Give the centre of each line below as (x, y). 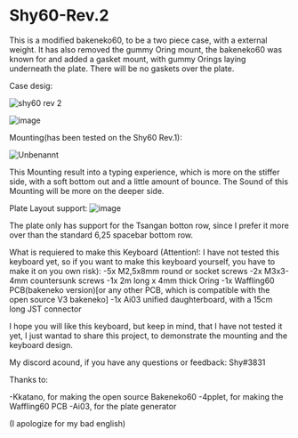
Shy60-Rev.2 (59, 16)
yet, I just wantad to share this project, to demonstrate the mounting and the (148, 336)
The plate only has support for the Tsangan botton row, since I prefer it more (149, 225)
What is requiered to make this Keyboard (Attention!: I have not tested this (145, 252)
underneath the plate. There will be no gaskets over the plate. (122, 69)
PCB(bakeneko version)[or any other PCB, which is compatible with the (140, 289)
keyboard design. (41, 345)
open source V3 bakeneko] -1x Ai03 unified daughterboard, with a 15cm (141, 299)
